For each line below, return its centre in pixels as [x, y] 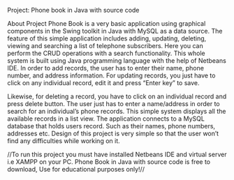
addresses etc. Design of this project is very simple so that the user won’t [113, 133]
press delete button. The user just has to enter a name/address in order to [114, 104]
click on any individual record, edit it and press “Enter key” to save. [104, 83]
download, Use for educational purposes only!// [76, 169]
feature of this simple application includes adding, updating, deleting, [107, 38]
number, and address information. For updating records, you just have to [111, 75]
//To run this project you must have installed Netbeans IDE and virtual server [117, 154]
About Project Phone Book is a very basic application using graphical [107, 23]
